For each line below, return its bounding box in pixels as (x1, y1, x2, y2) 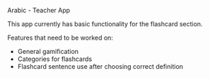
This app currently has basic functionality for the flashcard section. (7, 20, 203, 28)
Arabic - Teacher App (7, 6, 71, 14)
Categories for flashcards (17, 55, 93, 63)
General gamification (17, 48, 79, 55)
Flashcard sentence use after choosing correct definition (17, 62, 184, 70)
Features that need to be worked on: (7, 33, 113, 42)
